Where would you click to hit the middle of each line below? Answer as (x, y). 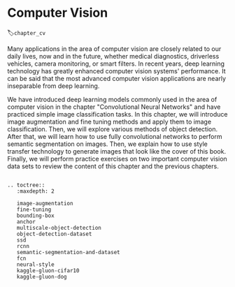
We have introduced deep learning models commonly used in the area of (112, 99)
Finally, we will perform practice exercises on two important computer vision (117, 159)
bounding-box (35, 215)
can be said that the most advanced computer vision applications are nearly (116, 78)
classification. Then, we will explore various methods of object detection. (113, 129)
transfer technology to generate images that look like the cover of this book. (116, 151)
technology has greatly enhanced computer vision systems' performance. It (116, 71)
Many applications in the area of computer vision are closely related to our (114, 49)
